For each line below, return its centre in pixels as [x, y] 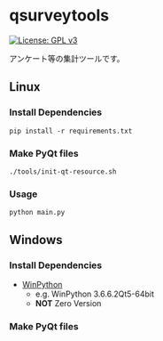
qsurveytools [59, 16]
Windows [36, 240]
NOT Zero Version [68, 303]
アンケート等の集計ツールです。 [67, 58]
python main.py [37, 213]
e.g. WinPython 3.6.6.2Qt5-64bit [95, 294]
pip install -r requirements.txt [71, 131]
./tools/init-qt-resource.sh [63, 171]
